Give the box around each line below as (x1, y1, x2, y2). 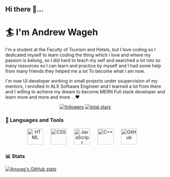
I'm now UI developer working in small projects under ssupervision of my (5, 78, 158, 84)
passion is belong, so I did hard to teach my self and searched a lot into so (5, 57, 161, 63)
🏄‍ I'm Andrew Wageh (5, 26, 98, 38)
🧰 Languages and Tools (5, 117, 64, 124)
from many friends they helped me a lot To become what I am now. (5, 68, 145, 74)
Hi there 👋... (5, 5, 44, 14)
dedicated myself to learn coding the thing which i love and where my (5, 52, 151, 58)
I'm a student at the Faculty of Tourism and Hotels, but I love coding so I (5, 47, 156, 53)
